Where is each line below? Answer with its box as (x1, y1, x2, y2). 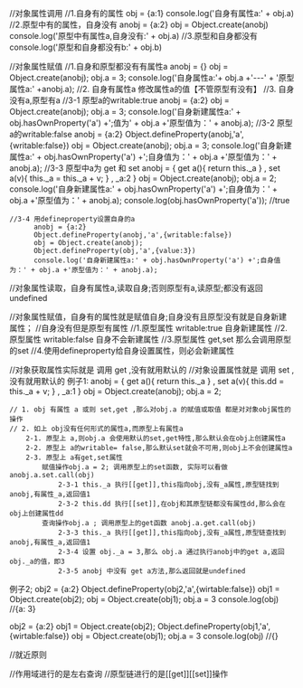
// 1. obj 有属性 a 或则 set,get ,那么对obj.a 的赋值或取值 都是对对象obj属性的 (9, 405, 291, 414)
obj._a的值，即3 (9, 557, 65, 566)
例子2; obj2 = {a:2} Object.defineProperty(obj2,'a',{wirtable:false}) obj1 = (9, 584, 280, 594)
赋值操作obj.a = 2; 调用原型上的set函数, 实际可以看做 (42, 463, 228, 472)
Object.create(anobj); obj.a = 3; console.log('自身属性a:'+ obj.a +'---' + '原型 (9, 72, 295, 83)
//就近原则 (9, 649, 48, 660)
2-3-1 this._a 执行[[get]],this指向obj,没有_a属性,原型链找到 (57, 480, 279, 489)
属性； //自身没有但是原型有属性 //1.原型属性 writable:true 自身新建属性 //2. (9, 323, 288, 333)
